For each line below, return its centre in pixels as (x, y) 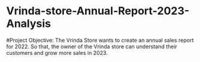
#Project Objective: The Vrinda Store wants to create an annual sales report (100, 40)
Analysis (29, 24)
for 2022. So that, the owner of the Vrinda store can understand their (92, 46)
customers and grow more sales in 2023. (57, 52)
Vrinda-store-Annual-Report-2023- (98, 11)
